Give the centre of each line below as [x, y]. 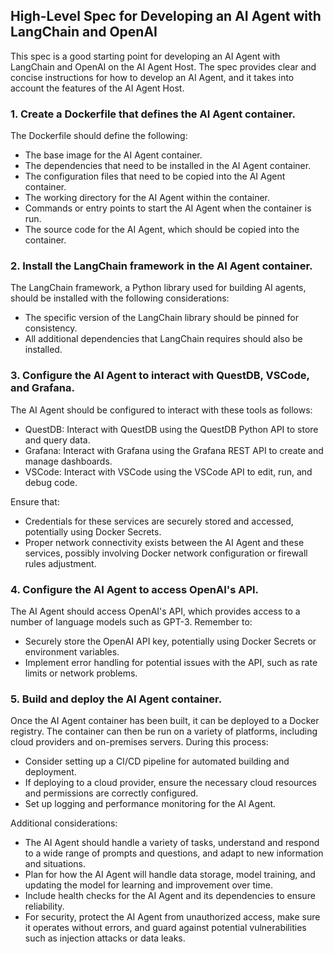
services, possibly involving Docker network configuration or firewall [166, 553]
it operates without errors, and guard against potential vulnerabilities [165, 928]
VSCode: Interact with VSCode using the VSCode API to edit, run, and [168, 471]
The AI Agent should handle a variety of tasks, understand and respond [172, 843]
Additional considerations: [64, 823]
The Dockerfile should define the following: [99, 136]
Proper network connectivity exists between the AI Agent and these [164, 542]
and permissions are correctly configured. [111, 793]
